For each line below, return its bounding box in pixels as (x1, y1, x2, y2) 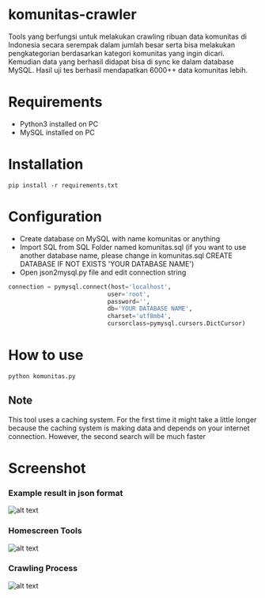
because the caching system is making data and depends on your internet (8, 423, 251, 433)
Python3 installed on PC (19, 119, 99, 128)
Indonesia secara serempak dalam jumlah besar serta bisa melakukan (8, 40, 236, 49)
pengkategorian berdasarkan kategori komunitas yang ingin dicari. (8, 48, 225, 58)
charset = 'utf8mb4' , (107, 312, 172, 320)
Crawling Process (8, 563, 78, 574)
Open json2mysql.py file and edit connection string (19, 267, 187, 277)
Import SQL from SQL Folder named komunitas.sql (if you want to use (19, 242, 247, 252)
